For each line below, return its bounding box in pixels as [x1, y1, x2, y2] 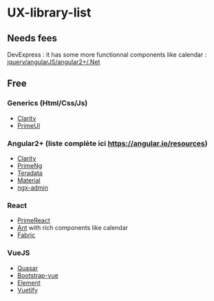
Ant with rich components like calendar [17, 224, 129, 232]
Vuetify [17, 286, 38, 294]
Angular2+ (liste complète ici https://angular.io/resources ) [7, 138, 208, 148]
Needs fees [7, 32, 57, 44]
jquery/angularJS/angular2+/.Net [7, 58, 100, 66]
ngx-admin [17, 183, 48, 191]
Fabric [17, 231, 36, 239]
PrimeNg [17, 161, 43, 169]
